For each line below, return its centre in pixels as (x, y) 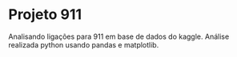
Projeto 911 (45, 15)
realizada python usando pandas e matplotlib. (84, 44)
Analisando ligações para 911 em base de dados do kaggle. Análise (119, 36)
